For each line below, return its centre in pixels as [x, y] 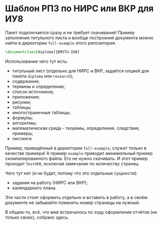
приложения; [26, 97]
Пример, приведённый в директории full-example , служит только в [76, 148]
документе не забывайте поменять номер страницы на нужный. [73, 202]
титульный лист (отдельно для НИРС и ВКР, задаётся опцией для [81, 71]
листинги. [23, 138]
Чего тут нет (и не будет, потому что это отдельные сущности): [71, 173]
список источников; [33, 92]
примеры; [23, 133]
